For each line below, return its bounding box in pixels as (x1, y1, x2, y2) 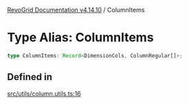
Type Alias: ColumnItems (7, 30, 154, 45)
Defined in (7, 71, 53, 83)
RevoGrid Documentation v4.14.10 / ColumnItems (7, 6, 145, 14)
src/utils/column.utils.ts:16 (7, 89, 81, 98)
